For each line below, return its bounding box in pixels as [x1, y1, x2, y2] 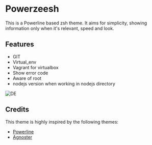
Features [5, 40, 34, 49]
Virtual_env [12, 59, 37, 65]
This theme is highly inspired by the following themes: [5, 119, 119, 125]
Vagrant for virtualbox [12, 64, 59, 70]
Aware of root [12, 75, 42, 81]
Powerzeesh [5, 3, 60, 15]
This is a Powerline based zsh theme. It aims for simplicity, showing [5, 20, 147, 26]
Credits [5, 105, 30, 114]
